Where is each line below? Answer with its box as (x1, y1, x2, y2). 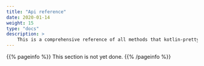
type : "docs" (6, 25, 39, 32)
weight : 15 (6, 20, 34, 26)
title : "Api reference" (6, 8, 67, 15)
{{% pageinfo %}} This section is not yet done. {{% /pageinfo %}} (6, 53, 171, 60)
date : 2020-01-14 (6, 14, 50, 20)
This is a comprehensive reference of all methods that (17, 37, 162, 43)
